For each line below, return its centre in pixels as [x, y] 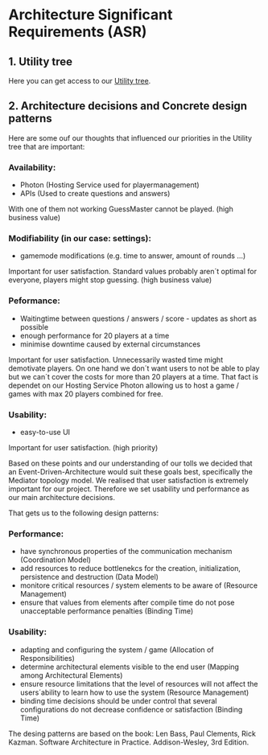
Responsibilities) [47, 658]
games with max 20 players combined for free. [86, 394]
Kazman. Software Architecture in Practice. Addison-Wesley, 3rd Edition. [129, 742]
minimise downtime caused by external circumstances [110, 344]
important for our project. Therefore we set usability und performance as [129, 489]
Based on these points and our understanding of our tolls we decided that [130, 463]
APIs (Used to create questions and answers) [95, 194]
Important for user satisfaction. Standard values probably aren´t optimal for [133, 272]
